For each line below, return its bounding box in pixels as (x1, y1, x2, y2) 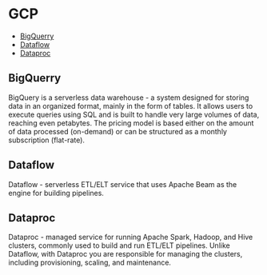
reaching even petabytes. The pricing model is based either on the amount (8, 118, 254, 128)
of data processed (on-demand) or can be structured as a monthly (8, 126, 228, 136)
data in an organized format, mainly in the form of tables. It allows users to (8, 101, 253, 110)
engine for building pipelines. (8, 188, 104, 197)
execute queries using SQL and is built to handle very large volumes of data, (8, 110, 260, 119)
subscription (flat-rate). (8, 135, 86, 145)
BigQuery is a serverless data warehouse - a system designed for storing (8, 93, 249, 102)
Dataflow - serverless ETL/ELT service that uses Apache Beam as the (8, 179, 237, 189)
